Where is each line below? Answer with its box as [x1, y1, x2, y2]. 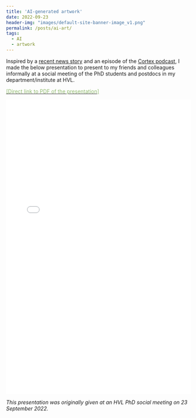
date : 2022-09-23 [6, 14, 49, 20]
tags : [6, 31, 19, 37]
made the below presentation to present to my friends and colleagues [6, 64, 175, 71]
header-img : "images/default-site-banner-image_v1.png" [6, 19, 146, 25]
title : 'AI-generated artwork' [6, 8, 83, 15]
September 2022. [6, 404, 49, 412]
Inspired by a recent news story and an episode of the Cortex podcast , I [6, 57, 180, 65]
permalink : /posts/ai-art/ [6, 25, 72, 31]
